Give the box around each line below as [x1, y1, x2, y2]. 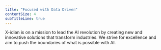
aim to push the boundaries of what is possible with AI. [5, 40, 116, 46]
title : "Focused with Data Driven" [5, 7, 78, 12]
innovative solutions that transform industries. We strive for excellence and [5, 34, 157, 40]
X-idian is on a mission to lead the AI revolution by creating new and [5, 30, 143, 35]
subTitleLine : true [5, 16, 45, 21]
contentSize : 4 [5, 12, 36, 17]
